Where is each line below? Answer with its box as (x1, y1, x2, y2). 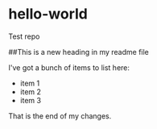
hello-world (8, 5, 89, 23)
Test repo (8, 31, 40, 41)
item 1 (19, 78, 40, 88)
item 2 (19, 86, 42, 97)
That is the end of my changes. (8, 110, 112, 121)
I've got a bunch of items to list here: (8, 62, 130, 73)
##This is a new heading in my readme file (8, 47, 149, 56)
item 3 (19, 95, 42, 105)
